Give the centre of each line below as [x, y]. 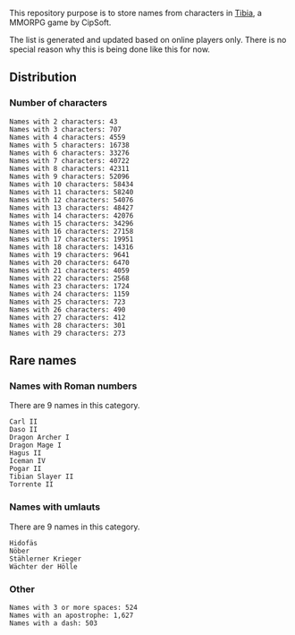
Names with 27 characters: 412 [67, 317]
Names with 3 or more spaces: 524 [74, 607]
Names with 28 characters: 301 [67, 325]
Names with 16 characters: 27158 [72, 231]
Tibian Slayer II [42, 477]
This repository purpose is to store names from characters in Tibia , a [135, 13]
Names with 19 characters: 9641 [69, 254]
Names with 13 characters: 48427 [72, 208]
